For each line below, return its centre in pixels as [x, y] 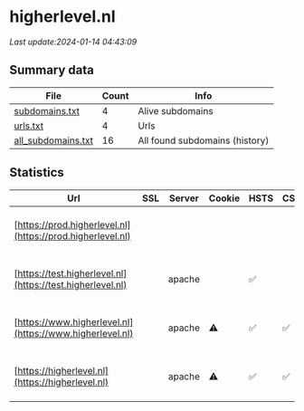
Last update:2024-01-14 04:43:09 [73, 42]
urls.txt [28, 126]
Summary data [52, 70]
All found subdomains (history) [204, 140]
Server [184, 198]
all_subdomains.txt [53, 140]
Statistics [37, 172]
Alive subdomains [176, 110]
